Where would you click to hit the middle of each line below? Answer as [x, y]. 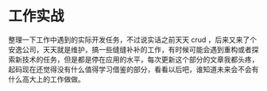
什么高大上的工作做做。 [46, 79]
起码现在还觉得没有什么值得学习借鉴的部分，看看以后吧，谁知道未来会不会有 [133, 69]
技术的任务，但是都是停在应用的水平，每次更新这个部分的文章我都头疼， [140, 59]
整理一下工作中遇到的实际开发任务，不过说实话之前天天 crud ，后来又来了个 [132, 40]
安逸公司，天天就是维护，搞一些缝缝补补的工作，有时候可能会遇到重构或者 [130, 49]
